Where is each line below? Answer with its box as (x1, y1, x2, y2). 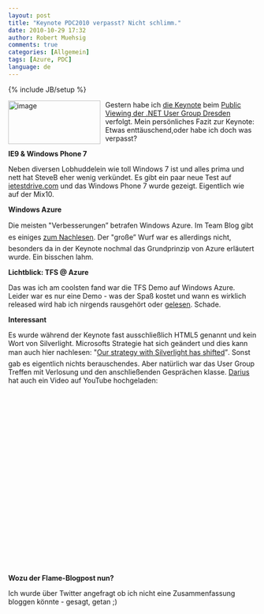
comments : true (8, 41, 58, 49)
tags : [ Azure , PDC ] (8, 56, 73, 64)
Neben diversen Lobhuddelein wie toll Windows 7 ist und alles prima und (8, 164, 244, 174)
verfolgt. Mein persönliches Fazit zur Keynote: (105, 116, 255, 126)
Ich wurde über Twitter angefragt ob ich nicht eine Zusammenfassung (8, 588, 236, 597)
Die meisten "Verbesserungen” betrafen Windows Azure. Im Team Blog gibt (8, 220, 254, 230)
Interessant (8, 315, 47, 324)
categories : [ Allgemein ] (8, 48, 90, 56)
